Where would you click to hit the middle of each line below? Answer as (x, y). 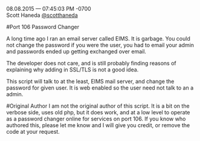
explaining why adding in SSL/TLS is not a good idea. (73, 70)
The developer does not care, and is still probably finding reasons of (91, 63)
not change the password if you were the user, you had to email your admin (100, 45)
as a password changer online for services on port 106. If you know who (96, 119)
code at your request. (33, 132)
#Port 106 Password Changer (43, 27)
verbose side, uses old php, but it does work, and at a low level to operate (98, 112)
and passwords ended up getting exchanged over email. (76, 51)
